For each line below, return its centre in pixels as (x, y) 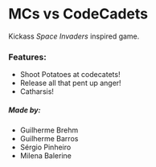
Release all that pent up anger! (71, 83)
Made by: (25, 110)
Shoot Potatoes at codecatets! (70, 75)
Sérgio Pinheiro (45, 147)
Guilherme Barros (49, 139)
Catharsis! (37, 92)
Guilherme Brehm (49, 130)
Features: (27, 57)
